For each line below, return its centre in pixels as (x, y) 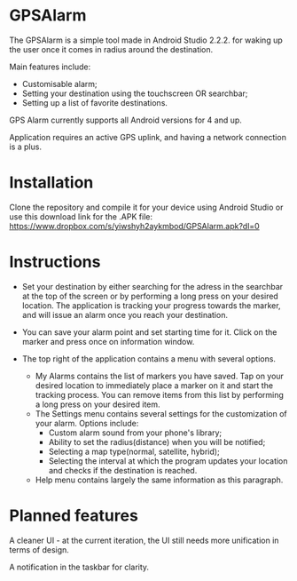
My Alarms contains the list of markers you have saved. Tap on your (159, 376)
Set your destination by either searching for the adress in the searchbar (152, 286)
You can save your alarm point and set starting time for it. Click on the (149, 332)
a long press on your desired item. (98, 404)
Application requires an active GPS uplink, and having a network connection (148, 137)
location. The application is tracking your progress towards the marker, (151, 305)
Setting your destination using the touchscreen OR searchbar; (135, 93)
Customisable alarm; (59, 84)
